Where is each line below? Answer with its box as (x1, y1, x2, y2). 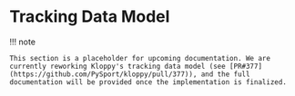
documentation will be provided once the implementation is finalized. (9, 77, 287, 87)
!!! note (9, 36, 36, 47)
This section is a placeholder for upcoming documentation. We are (9, 53, 271, 62)
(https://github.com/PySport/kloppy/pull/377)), (9, 70, 198, 79)
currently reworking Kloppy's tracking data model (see (9, 62, 226, 71)
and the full (200, 70, 250, 79)
